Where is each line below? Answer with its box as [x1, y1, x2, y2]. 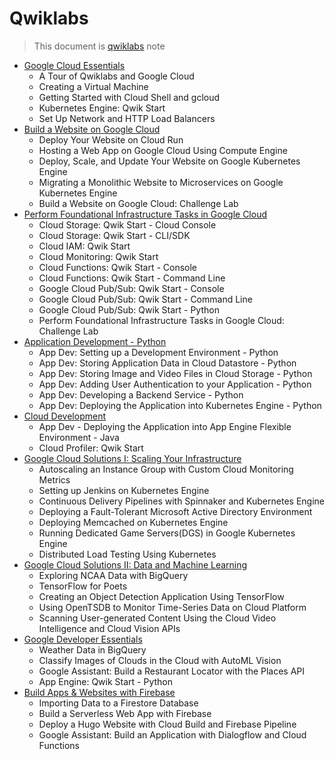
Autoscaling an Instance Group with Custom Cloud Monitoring [38, 463, 294, 475]
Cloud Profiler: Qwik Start [38, 442, 144, 454]
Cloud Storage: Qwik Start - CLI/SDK [38, 229, 191, 241]
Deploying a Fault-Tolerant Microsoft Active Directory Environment [38, 505, 313, 517]
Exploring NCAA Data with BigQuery [38, 569, 189, 581]
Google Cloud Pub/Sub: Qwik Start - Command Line [38, 293, 253, 305]
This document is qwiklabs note [33, 40, 166, 52]
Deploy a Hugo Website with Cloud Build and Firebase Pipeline [38, 718, 297, 730]
